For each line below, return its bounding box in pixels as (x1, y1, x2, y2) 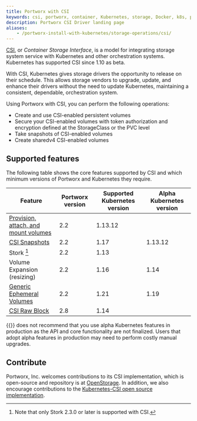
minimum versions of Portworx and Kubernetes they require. (6, 175, 152, 182)
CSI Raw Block (9, 307, 49, 315)
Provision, (9, 213, 36, 222)
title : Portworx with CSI (6, 8, 69, 15)
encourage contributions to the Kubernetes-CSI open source (6, 385, 153, 393)
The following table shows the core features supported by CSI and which (6, 169, 182, 176)
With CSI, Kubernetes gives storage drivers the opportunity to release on (6, 70, 182, 77)
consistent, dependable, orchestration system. (6, 89, 118, 96)
